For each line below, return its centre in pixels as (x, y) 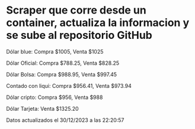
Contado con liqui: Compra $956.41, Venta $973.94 (69, 85)
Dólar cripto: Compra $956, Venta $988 (55, 97)
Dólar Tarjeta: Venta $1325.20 (42, 108)
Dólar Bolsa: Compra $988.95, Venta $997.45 (62, 74)
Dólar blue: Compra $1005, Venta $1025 (55, 51)
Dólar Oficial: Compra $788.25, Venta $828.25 (63, 63)
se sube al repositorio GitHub (79, 35)
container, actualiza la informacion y (98, 23)
